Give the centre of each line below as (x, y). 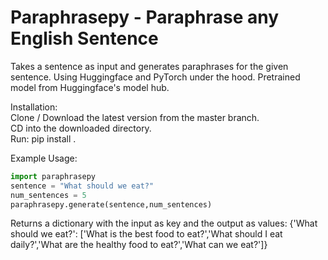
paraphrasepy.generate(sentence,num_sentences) (111, 204)
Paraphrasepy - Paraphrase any (145, 17)
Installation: (34, 107)
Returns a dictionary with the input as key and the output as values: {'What (164, 223)
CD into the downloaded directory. (81, 128)
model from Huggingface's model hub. (90, 87)
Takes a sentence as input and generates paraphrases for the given (149, 66)
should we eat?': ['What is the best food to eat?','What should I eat (146, 234)
